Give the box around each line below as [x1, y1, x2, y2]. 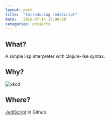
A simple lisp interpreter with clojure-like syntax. [5, 53, 105, 59]
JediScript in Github [5, 109, 47, 115]
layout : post [5, 7, 33, 13]
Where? [5, 96, 31, 104]
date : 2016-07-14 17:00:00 [5, 17, 66, 22]
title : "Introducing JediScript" [5, 12, 78, 17]
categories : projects [5, 21, 51, 27]
